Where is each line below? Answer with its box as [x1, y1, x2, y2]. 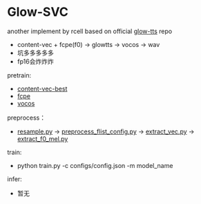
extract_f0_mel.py [17, 134, 68, 142]
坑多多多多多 [17, 48, 54, 57]
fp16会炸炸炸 [17, 57, 54, 66]
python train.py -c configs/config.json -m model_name [17, 161, 173, 169]
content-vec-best [17, 84, 68, 93]
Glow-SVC [7, 4, 69, 20]
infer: [7, 174, 22, 183]
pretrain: [7, 71, 32, 80]
